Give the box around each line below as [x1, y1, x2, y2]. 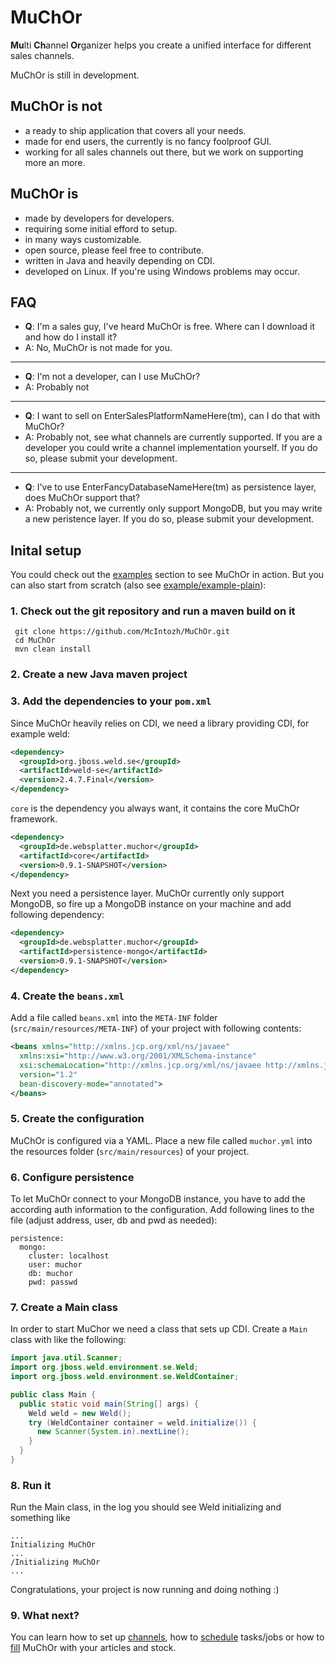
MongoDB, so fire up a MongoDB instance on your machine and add [10, 898, 292, 910]
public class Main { [10, 1389, 97, 1400]
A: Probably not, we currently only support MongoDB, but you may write [24, 502, 323, 515]
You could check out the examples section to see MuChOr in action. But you [10, 569, 325, 581]
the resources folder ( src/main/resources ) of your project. [10, 1145, 250, 1157]
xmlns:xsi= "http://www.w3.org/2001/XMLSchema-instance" [19, 1051, 257, 1061]
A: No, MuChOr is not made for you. [24, 342, 173, 354]
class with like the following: [10, 1334, 127, 1346]
